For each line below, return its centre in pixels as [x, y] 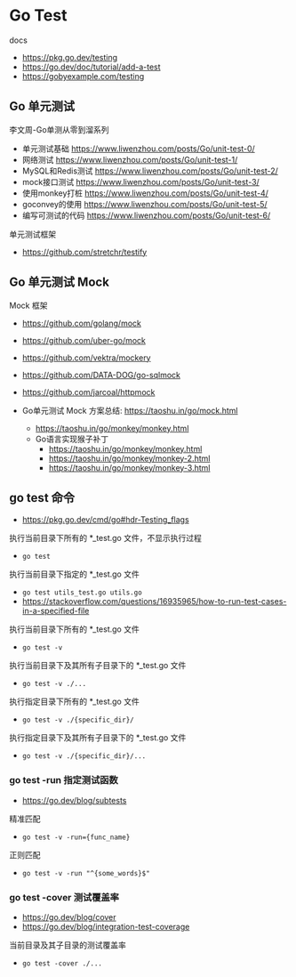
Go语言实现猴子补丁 [72, 439]
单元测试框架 [32, 234]
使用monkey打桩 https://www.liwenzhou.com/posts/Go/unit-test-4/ [145, 193]
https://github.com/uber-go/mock [84, 340]
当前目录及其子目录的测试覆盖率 [68, 945]
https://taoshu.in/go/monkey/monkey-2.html [129, 458]
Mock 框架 [28, 305]
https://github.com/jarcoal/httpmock [88, 392]
